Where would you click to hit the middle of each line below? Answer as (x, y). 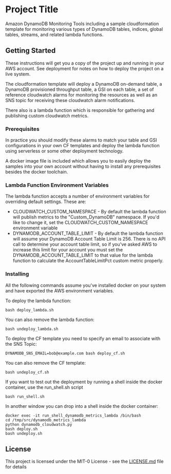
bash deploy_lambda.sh (30, 310)
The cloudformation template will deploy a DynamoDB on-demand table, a (84, 84)
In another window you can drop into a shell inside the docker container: (82, 406)
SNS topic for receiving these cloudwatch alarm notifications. (70, 100)
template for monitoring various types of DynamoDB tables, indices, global (84, 29)
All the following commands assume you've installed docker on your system (85, 285)
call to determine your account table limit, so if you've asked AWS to (85, 244)
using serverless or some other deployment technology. (64, 151)
